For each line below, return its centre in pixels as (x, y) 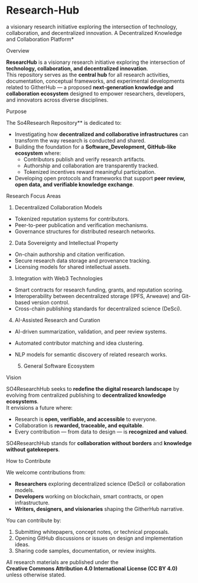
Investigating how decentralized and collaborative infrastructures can (102, 134)
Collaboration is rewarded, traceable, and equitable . (79, 425)
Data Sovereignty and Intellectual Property (66, 242)
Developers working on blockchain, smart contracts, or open (89, 496)
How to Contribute (29, 461)
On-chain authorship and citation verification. (70, 254)
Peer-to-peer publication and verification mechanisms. (81, 225)
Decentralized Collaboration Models (58, 207)
